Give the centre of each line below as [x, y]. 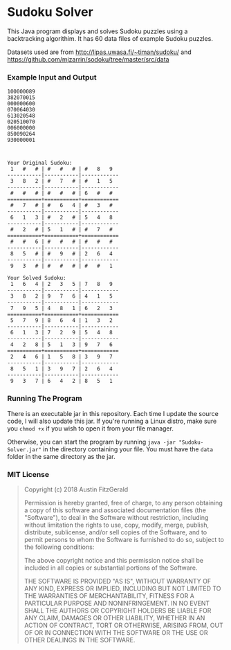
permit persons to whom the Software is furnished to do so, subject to [124, 540]
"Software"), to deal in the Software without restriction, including [116, 518]
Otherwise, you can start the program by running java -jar [92, 442]
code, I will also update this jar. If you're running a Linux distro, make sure [112, 421]
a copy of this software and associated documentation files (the [115, 510]
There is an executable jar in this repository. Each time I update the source [113, 413]
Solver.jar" [24, 450]
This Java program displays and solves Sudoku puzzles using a [98, 31]
